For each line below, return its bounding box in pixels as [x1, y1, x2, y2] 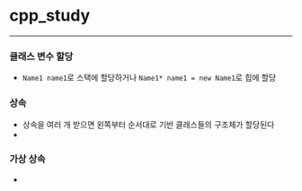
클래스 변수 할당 [9, 50, 74, 63]
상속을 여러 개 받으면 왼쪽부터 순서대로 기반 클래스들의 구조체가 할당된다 [22, 118, 275, 130]
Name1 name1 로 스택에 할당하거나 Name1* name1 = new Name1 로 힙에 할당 [22, 73, 277, 83]
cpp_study [9, 5, 91, 26]
